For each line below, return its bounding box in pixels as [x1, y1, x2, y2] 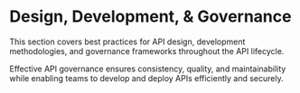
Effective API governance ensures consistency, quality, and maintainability [9, 63, 286, 74]
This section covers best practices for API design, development [9, 36, 246, 47]
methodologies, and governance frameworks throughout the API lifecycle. [9, 45, 285, 56]
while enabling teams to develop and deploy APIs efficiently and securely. [9, 72, 284, 83]
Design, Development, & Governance [9, 6, 292, 27]
